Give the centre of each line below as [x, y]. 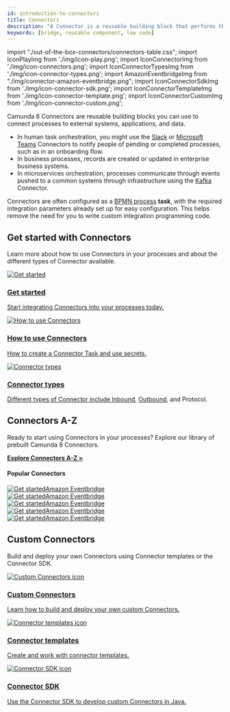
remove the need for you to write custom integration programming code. [109, 216]
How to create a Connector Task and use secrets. [77, 353]
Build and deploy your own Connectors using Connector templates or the [110, 556]
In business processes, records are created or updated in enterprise [113, 159]
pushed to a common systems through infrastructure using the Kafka [114, 181]
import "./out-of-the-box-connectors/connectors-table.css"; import [102, 52]
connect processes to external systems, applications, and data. [97, 123]
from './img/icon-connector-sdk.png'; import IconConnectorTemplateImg [110, 88]
